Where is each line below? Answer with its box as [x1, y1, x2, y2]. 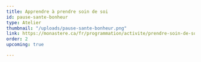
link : [6, 31, 20, 37]
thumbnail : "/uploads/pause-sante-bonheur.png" [6, 25, 127, 31]
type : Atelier [6, 19, 42, 25]
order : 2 [6, 36, 28, 42]
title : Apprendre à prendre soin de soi [6, 8, 109, 15]
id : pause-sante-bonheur [6, 14, 68, 20]
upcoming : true [6, 42, 44, 48]
